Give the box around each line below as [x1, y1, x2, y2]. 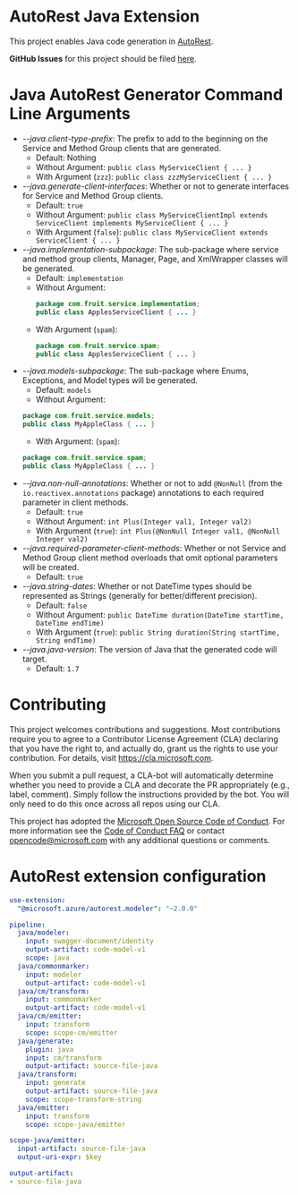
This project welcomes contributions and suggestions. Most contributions [9, 723, 281, 735]
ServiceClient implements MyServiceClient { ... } [35, 218, 229, 227]
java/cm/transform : [17, 986, 90, 995]
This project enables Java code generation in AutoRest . [9, 36, 214, 47]
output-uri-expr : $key [17, 1153, 102, 1162]
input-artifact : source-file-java [17, 1144, 146, 1154]
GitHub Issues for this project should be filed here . [9, 53, 197, 64]
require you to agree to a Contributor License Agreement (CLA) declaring [9, 733, 279, 744]
